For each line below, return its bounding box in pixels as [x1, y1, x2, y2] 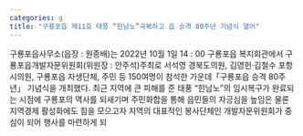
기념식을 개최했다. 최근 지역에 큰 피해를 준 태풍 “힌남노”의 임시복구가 [26, 82, 271, 93]
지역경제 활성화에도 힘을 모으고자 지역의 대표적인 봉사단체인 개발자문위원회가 [9, 105, 283, 116]
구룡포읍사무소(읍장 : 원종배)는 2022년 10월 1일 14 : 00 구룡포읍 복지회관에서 [9, 47, 284, 59]
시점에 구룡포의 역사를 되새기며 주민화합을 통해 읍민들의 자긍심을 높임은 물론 [18, 93, 290, 105]
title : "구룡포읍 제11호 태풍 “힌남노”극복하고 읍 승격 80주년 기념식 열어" [9, 22, 260, 31]
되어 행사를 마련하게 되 [26, 116, 108, 128]
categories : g [9, 13, 64, 23]
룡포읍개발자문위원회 [9, 59, 84, 70]
